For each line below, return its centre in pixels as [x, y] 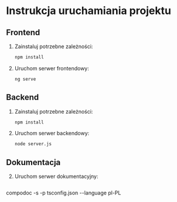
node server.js [33, 144]
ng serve [25, 79]
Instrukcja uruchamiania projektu [89, 11]
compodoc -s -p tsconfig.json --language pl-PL [64, 193]
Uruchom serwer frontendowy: [52, 68]
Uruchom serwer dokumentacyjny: [56, 176]
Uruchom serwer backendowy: [52, 133]
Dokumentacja [33, 162]
